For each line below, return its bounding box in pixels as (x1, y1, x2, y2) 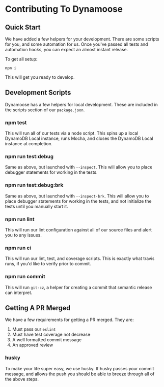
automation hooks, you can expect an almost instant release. (5, 47, 128, 52)
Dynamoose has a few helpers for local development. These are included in (5, 101, 158, 107)
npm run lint (5, 216, 35, 223)
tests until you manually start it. (5, 203, 68, 209)
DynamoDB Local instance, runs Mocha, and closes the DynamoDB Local (5, 135, 153, 141)
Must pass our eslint (12, 326, 56, 332)
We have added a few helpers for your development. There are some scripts (5, 36, 160, 42)
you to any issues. (5, 232, 42, 238)
